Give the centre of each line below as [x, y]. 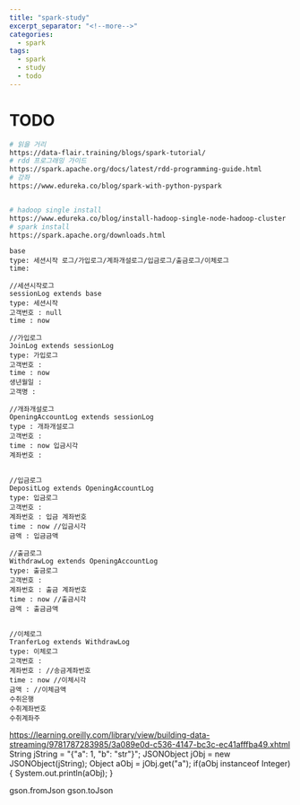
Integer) [276, 764]
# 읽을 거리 [28, 144]
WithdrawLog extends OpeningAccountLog [84, 562]
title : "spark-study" [50, 17]
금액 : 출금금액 [34, 609]
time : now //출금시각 [48, 599]
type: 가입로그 [34, 355]
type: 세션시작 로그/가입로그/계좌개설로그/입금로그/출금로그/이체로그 [120, 261]
